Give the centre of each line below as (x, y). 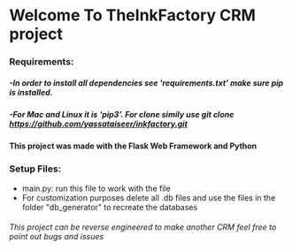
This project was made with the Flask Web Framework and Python (133, 146)
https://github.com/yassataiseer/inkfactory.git (99, 124)
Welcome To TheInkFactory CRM (133, 15)
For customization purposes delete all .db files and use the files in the (149, 197)
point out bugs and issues (57, 237)
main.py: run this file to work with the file (96, 188)
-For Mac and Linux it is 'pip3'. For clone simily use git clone (122, 115)
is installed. (31, 92)
